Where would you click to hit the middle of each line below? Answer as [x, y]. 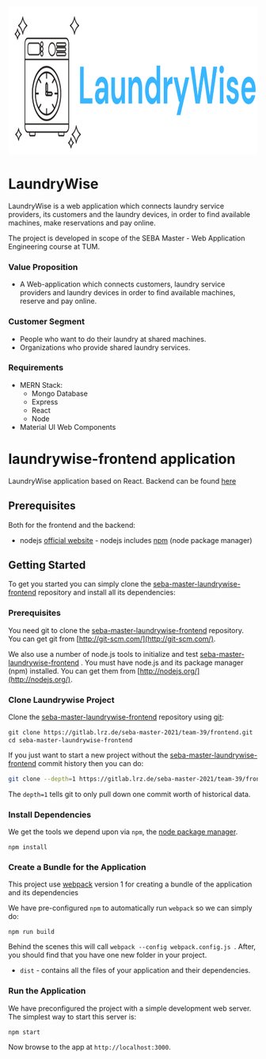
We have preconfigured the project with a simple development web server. [130, 1008]
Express [45, 401]
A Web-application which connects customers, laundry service [122, 284]
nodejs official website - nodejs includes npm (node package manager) [136, 540]
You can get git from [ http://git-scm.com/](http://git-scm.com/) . [112, 639]
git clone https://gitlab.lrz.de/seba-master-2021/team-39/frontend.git [131, 732]
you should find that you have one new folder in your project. [108, 955]
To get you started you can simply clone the [80, 584]
